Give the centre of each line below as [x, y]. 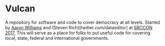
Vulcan [20, 9]
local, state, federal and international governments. [57, 38]
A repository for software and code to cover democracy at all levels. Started [82, 22]
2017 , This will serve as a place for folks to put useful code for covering [78, 33]
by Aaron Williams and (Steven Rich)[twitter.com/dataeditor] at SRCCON [79, 27]
